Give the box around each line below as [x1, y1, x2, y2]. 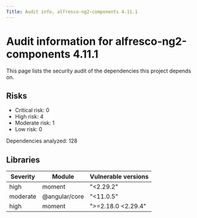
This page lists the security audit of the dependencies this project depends [6, 67, 192, 74]
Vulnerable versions [89, 172, 149, 181]
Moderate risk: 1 [14, 119, 55, 126]
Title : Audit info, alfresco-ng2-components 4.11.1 [6, 8, 138, 15]
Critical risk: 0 [14, 107, 50, 114]
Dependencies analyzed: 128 [6, 137, 78, 144]
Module [51, 172, 75, 181]
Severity [10, 172, 35, 181]
